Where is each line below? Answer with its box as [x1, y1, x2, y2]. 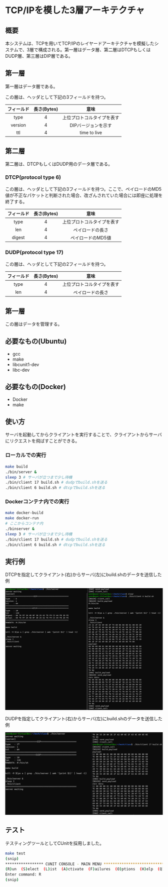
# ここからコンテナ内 [5, 521, 43, 526]
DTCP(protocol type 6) [5, 174, 61, 181]
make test [5, 851, 26, 856]
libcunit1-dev [12, 361, 39, 367]
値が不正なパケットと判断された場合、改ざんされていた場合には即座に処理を [5, 192, 163, 198]
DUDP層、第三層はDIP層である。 [5, 53, 73, 59]
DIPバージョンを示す [69, 122, 112, 128]
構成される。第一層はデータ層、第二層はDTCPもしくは [38, 47, 151, 53]
